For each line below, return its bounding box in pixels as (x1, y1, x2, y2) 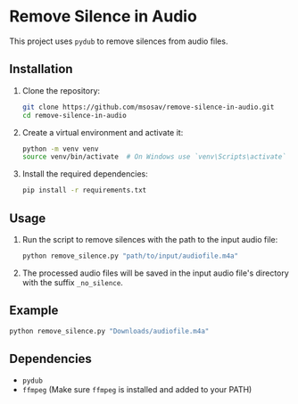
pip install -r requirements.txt (21, 186, 147, 195)
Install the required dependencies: (21, 169, 149, 179)
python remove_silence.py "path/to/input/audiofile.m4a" (21, 251, 239, 260)
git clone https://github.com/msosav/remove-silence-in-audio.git (21, 103, 275, 111)
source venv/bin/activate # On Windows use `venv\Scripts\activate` (21, 153, 287, 161)
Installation (9, 62, 73, 77)
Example (9, 303, 59, 318)
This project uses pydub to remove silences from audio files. (9, 36, 228, 46)
